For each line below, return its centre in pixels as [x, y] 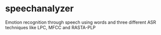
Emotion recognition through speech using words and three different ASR [81, 22]
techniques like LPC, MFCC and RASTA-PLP [50, 27]
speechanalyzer [39, 9]
